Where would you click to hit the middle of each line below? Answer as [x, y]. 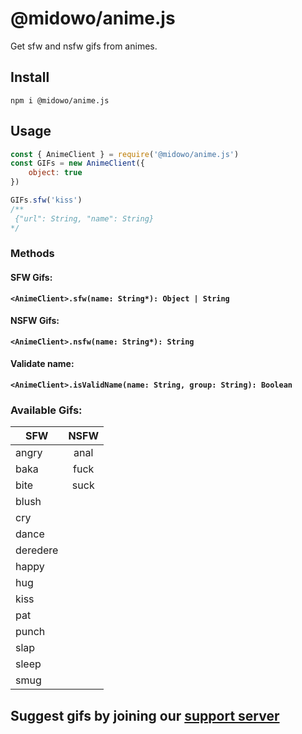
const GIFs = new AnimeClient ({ [77, 163]
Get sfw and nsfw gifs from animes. [84, 46]
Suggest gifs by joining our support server [145, 715]
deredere [37, 550]
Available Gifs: [46, 410]
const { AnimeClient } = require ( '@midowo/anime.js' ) [125, 154]
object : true [55, 173]
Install [30, 77]
